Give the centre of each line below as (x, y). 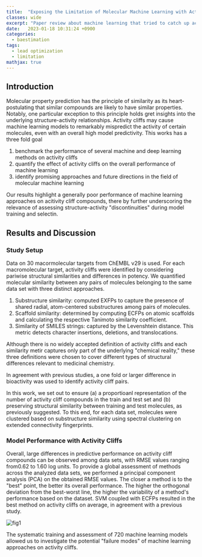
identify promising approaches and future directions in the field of (96, 177)
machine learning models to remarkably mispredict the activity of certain (96, 126)
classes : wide (24, 17)
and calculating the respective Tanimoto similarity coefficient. (91, 319)
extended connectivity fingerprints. (50, 425)
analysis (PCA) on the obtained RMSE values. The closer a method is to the (99, 479)
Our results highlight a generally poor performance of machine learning (95, 195)
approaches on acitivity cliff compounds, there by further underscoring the (99, 201)
